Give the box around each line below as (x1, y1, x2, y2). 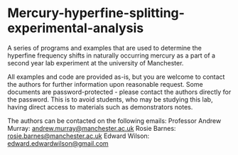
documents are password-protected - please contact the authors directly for (7, 87, 232, 96)
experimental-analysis (7, 20, 144, 36)
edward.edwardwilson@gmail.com (7, 139, 109, 147)
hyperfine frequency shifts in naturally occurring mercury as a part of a (7, 51, 215, 60)
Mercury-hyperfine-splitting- (7, 5, 185, 21)
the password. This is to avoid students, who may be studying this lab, (7, 95, 213, 104)
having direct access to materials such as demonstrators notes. (7, 102, 193, 111)
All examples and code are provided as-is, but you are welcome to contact (7, 73, 225, 81)
